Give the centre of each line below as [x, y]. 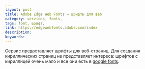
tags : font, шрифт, [25, 23]
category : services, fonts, [34, 19]
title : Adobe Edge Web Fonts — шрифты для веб [54, 14]
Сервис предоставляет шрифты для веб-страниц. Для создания [73, 51]
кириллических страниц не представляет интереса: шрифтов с [72, 56]
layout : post [18, 10]
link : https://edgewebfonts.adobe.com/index [51, 28]
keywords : [15, 37]
